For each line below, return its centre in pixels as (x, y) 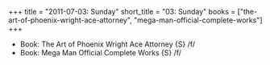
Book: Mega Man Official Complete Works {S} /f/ (101, 53)
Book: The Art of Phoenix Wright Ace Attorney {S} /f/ (108, 44)
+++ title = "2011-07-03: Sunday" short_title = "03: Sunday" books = (122, 12)
